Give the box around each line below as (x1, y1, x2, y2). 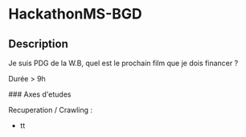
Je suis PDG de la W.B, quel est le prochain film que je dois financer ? (8, 58, 239, 68)
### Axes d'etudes (8, 89, 72, 99)
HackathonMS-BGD (8, 5, 142, 23)
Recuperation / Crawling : (8, 106, 93, 114)
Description (8, 37, 68, 51)
